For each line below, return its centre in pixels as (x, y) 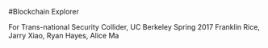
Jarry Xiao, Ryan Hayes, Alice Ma (64, 36)
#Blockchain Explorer (44, 12)
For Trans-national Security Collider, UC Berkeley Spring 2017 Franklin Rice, (134, 27)
